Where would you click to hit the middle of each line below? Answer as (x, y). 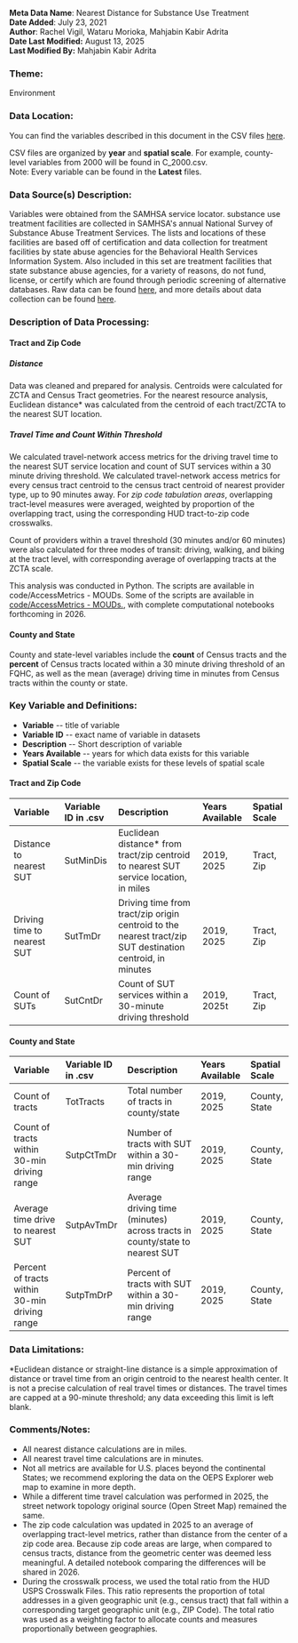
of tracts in (150, 1102)
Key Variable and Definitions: (73, 706)
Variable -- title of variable (71, 725)
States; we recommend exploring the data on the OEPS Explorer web (148, 1477)
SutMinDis (86, 861)
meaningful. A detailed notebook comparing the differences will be (144, 1562)
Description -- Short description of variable (102, 744)
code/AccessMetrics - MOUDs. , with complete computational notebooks (142, 605)
